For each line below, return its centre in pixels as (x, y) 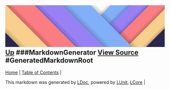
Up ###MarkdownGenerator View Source (72, 52)
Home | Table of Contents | (33, 73)
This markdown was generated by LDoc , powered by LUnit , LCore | (75, 82)
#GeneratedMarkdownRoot (49, 60)
